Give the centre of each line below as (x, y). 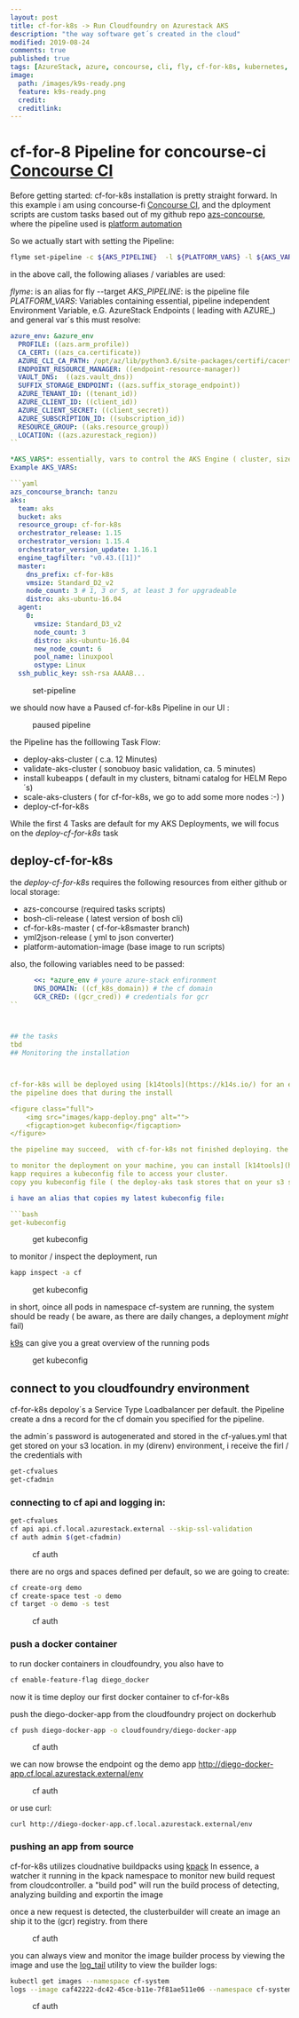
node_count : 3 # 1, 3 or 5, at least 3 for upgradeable (132, 591)
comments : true (38, 51)
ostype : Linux (60, 665)
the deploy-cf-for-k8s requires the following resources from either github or (149, 882)
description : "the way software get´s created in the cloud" (126, 34)
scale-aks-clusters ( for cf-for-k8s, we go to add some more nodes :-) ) (153, 797)
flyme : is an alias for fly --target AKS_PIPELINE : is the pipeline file (130, 292)
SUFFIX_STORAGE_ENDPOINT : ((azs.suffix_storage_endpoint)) (130, 386)
